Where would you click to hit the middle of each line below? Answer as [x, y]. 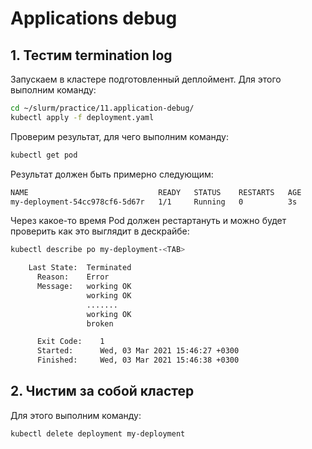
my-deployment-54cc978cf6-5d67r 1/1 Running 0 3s [154, 202]
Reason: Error [73, 277]
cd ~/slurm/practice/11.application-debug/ [102, 108]
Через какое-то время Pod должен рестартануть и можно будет [148, 221]
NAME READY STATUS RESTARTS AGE [156, 192]
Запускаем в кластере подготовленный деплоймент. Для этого [146, 79]
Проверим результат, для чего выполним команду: [119, 136]
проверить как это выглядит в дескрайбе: [100, 231]
